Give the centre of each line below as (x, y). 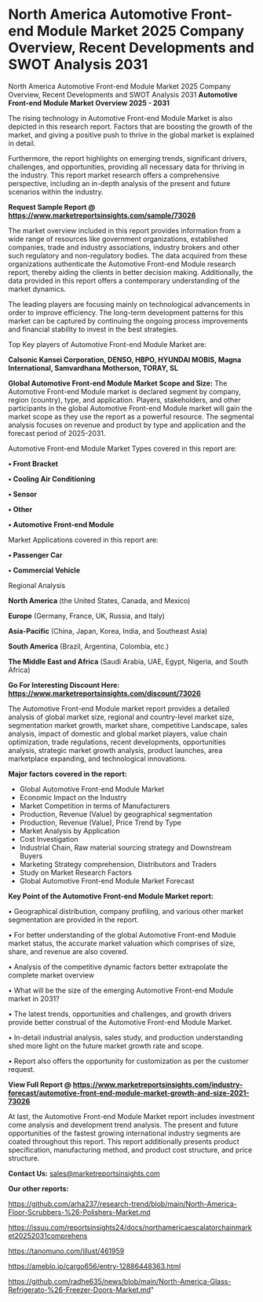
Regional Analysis (37, 585)
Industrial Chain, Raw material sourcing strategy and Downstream (125, 847)
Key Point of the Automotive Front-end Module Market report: (111, 896)
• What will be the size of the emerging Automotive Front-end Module (121, 990)
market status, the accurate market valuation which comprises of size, (122, 943)
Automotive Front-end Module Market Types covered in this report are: (122, 448)
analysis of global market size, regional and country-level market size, (121, 717)
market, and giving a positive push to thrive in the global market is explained (131, 134)
